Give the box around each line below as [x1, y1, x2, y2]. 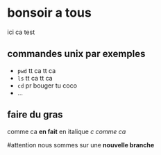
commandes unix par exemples [7, 48, 146, 60]
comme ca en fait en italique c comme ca [7, 127, 126, 136]
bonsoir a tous [7, 5, 92, 21]
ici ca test [7, 28, 35, 36]
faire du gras [7, 109, 64, 121]
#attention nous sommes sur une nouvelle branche [7, 140, 155, 149]
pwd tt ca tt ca [17, 66, 56, 74]
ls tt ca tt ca [17, 74, 53, 82]
